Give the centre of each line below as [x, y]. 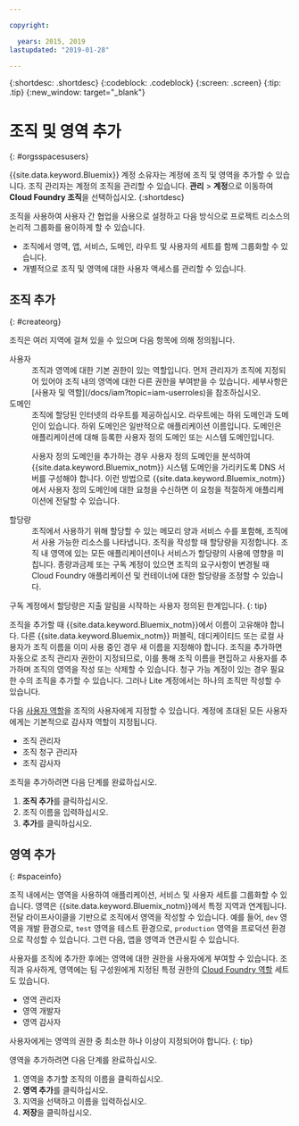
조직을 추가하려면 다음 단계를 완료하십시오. [83, 782]
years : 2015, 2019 [52, 41]
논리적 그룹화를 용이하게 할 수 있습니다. [77, 228]
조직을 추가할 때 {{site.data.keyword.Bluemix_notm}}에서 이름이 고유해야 [139, 625]
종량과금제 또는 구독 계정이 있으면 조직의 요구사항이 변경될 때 [163, 564]
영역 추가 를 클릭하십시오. [65, 1089]
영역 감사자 [42, 1022]
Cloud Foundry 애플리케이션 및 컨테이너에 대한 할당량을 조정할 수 [146, 576]
